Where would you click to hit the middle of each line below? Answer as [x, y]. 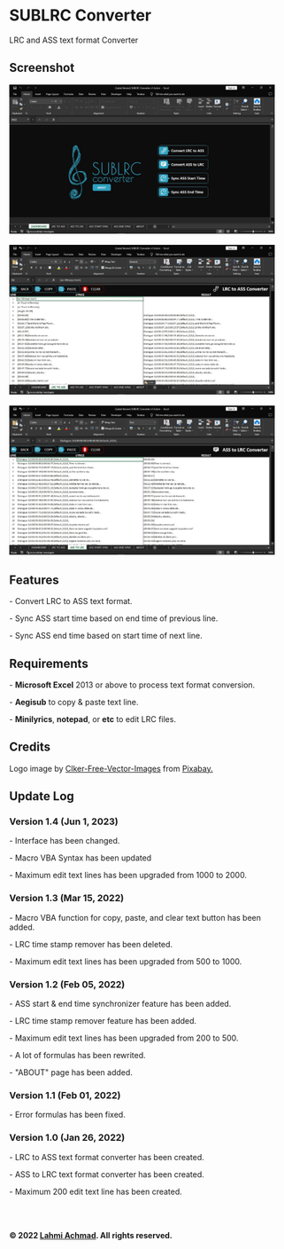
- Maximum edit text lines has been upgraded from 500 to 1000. [126, 961]
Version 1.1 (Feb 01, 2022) [65, 1095]
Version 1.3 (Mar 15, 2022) [67, 899]
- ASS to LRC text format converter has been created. [107, 1174]
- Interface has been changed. [65, 841]
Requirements [49, 663]
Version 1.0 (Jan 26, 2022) [67, 1138]
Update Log [42, 796]
